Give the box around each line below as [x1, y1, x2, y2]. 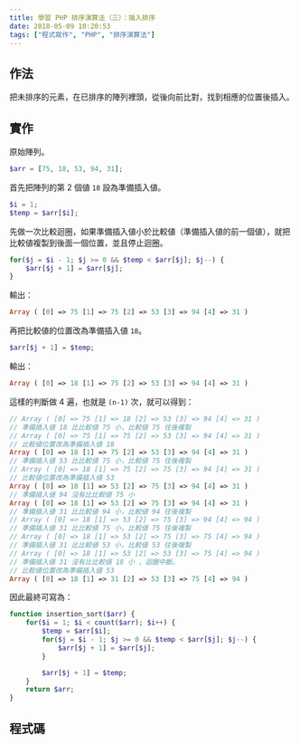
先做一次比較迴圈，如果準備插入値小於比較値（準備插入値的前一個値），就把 [9, 225, 291, 236]
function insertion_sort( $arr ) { [9, 610, 136, 619]
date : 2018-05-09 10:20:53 [9, 22, 111, 31]
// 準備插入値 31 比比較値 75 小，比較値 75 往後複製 [9, 524, 192, 533]
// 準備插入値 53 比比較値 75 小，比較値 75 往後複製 [9, 456, 192, 466]
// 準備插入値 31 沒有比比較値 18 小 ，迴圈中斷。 [9, 558, 179, 567]
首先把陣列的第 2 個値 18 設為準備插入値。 [9, 182, 166, 193]
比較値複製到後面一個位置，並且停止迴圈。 [9, 237, 168, 248]
